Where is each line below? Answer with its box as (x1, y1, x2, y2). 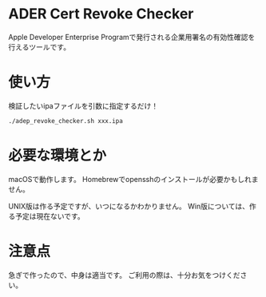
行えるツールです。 (8, 42, 70, 52)
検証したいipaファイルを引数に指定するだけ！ (8, 101, 158, 110)
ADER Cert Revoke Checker (8, 5, 194, 23)
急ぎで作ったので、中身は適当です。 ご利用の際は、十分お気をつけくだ (8, 270, 240, 279)
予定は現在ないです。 (14, 211, 85, 220)
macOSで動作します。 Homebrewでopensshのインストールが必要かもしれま (8, 174, 259, 184)
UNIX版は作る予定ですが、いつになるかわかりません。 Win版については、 (8, 201, 250, 211)
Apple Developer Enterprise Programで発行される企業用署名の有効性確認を (8, 32, 256, 42)
